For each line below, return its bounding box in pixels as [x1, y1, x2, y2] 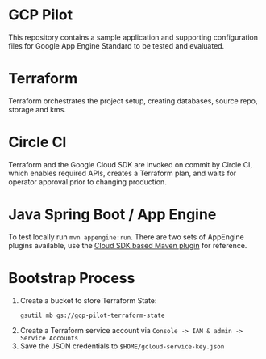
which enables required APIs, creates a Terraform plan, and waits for [8, 168, 237, 178]
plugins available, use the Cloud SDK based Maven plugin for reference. [8, 240, 247, 250]
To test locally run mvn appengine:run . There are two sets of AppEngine [8, 232, 244, 242]
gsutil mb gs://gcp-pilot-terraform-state [19, 311, 165, 319]
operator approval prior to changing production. [8, 176, 167, 187]
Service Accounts [19, 334, 79, 342]
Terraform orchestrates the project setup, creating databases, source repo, [8, 95, 258, 106]
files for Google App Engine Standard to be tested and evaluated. [8, 40, 225, 50]
